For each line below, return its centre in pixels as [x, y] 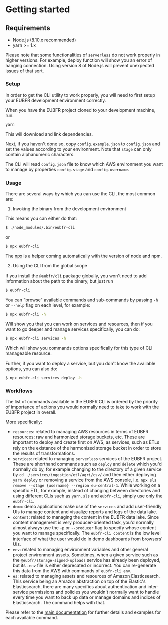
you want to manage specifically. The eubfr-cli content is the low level [87, 533]
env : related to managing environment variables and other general [80, 550]
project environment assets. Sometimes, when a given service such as [85, 555]
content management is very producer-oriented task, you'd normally [83, 523]
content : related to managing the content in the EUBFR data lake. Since [86, 517]
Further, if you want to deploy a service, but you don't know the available [80, 363]
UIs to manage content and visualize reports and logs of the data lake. [85, 512]
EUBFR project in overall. [31, 412]
